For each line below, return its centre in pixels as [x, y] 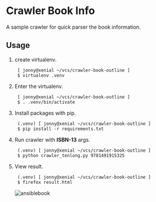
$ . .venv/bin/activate [46, 102]
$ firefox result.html [45, 182]
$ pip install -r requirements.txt [60, 129]
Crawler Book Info [51, 11]
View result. [29, 166]
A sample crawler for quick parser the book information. [74, 27]
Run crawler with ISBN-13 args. [52, 139]
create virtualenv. [35, 59]
